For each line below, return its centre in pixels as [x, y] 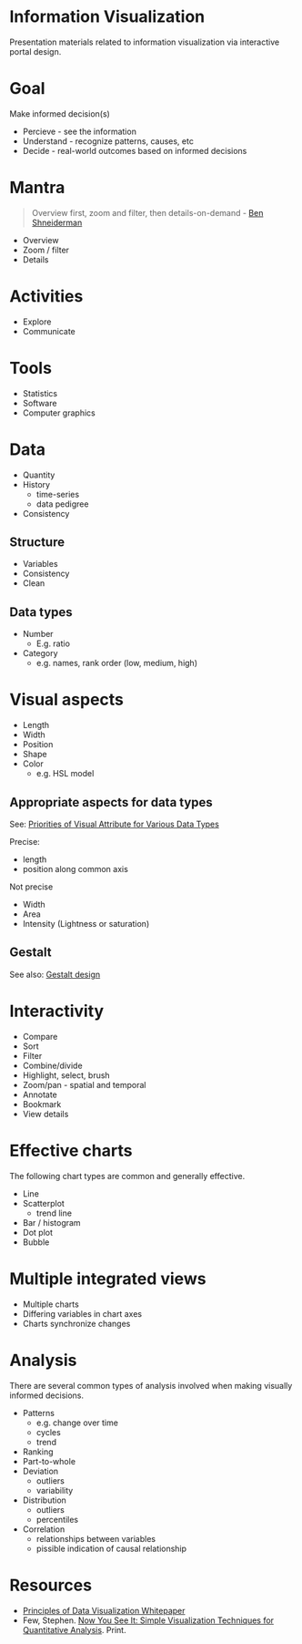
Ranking [38, 1452]
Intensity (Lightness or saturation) [86, 924]
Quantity [39, 475]
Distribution [44, 1500]
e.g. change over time [77, 1423]
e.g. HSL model [65, 774]
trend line [54, 1213]
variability [55, 1490]
